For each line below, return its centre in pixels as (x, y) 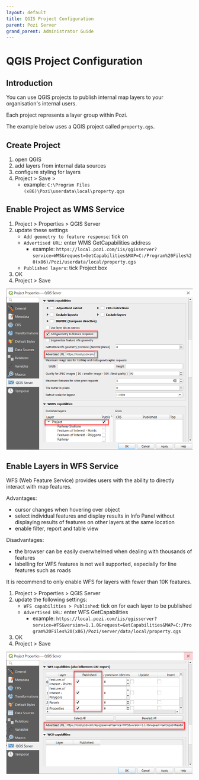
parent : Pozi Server (32, 25)
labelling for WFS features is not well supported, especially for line (96, 564)
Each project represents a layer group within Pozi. (67, 115)
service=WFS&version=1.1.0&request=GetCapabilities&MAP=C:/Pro (112, 625)
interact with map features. (39, 487)
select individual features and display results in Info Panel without (94, 516)
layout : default (26, 12)
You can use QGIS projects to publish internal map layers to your (85, 97)
